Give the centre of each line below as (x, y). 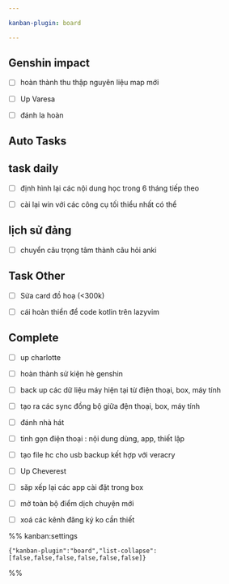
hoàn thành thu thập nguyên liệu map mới (89, 83)
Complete (34, 338)
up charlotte (40, 357)
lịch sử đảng (40, 231)
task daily (34, 168)
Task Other (37, 276)
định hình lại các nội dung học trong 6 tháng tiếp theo (110, 188)
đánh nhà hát (42, 422)
